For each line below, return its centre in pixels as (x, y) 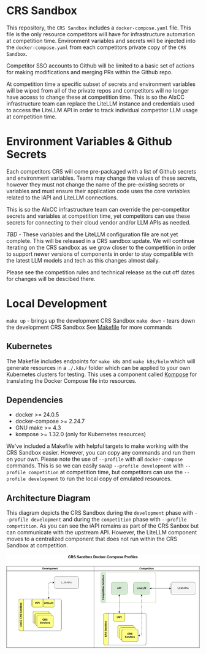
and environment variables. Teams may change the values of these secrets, (102, 178)
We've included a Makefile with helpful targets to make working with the (97, 446)
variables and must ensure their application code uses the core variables (98, 191)
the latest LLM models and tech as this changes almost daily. (83, 260)
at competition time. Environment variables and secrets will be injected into (101, 40)
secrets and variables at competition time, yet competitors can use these (98, 216)
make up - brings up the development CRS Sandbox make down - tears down (101, 320)
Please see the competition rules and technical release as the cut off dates (101, 272)
